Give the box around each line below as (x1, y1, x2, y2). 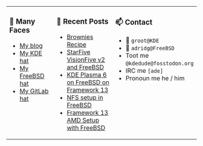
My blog (19, 41, 43, 50)
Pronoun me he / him (125, 74, 185, 82)
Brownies (66, 33, 94, 41)
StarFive (66, 48, 91, 56)
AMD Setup (66, 116, 100, 124)
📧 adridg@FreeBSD (125, 44, 175, 52)
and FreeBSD (66, 63, 105, 71)
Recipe (66, 40, 86, 48)
